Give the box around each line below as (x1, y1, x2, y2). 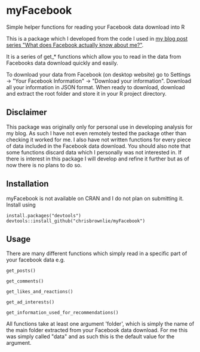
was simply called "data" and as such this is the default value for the (6, 333, 175, 340)
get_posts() (6, 268, 36, 274)
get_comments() (6, 278, 44, 284)
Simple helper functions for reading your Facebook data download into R (6, 23, 185, 31)
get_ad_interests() (6, 299, 55, 305)
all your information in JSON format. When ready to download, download (6, 83, 185, 90)
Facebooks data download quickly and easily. (6, 59, 118, 66)
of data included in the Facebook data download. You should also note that (6, 142, 190, 150)
